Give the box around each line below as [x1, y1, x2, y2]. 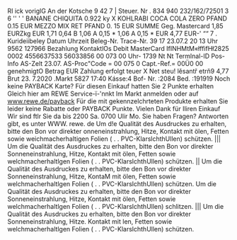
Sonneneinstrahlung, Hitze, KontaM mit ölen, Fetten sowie [7, 172, 176, 181]
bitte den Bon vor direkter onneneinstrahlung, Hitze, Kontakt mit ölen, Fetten [7, 127, 229, 135]
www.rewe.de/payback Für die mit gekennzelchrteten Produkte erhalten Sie [7, 97, 229, 105]
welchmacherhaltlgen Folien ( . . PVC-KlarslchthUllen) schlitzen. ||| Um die [7, 202, 224, 210]
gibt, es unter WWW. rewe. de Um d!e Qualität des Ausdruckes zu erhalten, [7, 120, 227, 127]
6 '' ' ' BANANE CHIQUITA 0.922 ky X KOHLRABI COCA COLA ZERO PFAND [7, 14, 228, 23]
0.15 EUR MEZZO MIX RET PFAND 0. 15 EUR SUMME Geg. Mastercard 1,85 [7, 22, 224, 30]
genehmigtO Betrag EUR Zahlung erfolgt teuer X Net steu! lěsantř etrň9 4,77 [7, 67, 229, 75]
